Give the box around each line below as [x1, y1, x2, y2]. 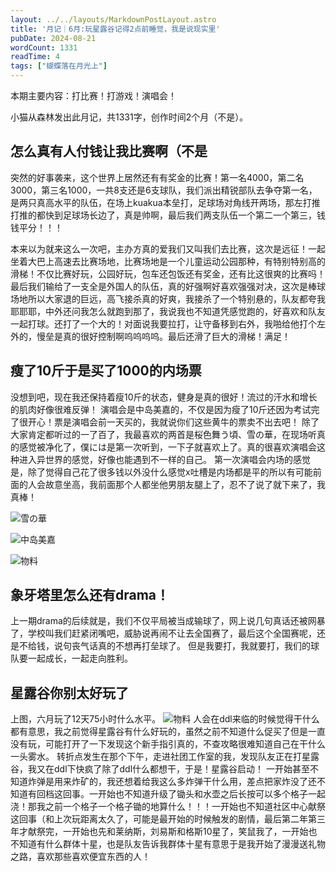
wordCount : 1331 [10, 42, 78, 53]
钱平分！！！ [10, 221, 63, 233]
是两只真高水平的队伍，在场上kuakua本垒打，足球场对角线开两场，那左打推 [10, 196, 321, 208]
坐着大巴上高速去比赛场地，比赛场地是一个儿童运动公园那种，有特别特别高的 [10, 255, 326, 267]
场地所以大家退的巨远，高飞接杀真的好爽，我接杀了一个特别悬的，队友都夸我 [10, 292, 326, 305]
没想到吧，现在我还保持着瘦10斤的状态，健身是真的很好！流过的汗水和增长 [10, 391, 318, 403]
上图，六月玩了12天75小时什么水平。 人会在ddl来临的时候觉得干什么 [10, 713, 320, 725]
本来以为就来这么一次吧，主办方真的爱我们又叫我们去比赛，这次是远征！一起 [10, 242, 326, 255]
